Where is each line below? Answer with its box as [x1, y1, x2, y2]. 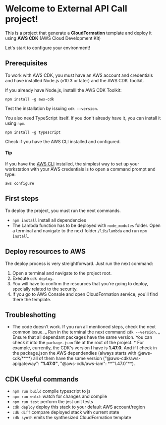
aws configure [5, 181, 35, 186]
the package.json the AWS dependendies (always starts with [12, 350, 137, 356]
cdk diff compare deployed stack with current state [12, 409, 119, 415]
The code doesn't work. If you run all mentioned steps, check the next [12, 324, 156, 330]
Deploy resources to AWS [5, 247, 86, 256]
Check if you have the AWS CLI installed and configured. [5, 138, 121, 144]
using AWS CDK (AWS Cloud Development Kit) [5, 35, 101, 41]
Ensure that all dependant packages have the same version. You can [12, 334, 153, 340]
